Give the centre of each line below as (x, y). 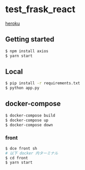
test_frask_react (40, 9)
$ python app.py (22, 88)
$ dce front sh (21, 148)
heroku (13, 23)
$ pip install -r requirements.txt (43, 83)
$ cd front (17, 158)
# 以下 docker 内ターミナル (32, 153)
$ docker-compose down (29, 125)
